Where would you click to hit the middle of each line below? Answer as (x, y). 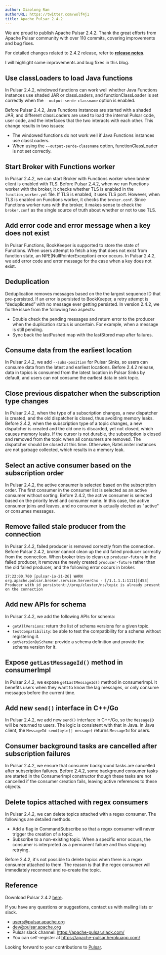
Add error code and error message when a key (78, 226)
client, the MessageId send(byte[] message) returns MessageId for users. (78, 730)
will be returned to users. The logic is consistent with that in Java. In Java (80, 725)
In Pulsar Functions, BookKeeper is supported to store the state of (72, 245)
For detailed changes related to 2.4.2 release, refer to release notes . (75, 53)
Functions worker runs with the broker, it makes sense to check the (73, 205)
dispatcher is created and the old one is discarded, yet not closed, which (79, 429)
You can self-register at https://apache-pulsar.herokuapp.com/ (76, 937)
